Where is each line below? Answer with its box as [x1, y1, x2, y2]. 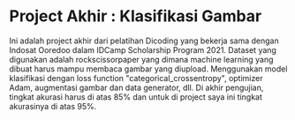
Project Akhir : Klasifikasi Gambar [9, 6, 262, 26]
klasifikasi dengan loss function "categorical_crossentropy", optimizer [9, 72, 263, 83]
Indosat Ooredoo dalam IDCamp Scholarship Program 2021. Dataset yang [9, 44, 276, 55]
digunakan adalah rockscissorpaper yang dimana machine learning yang [9, 54, 274, 64]
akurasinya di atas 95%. [9, 101, 97, 111]
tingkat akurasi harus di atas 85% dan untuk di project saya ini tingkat [9, 91, 263, 102]
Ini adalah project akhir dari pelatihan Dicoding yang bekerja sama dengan [9, 35, 280, 46]
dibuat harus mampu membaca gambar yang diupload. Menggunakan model [9, 64, 288, 74]
